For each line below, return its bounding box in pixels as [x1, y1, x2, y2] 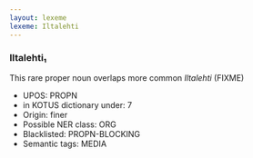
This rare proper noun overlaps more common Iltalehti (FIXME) [9, 72, 245, 83]
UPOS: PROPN [22, 90, 77, 101]
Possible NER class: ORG [22, 119, 116, 130]
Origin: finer [22, 109, 68, 120]
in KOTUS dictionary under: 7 [22, 99, 133, 110]
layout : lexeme [9, 13, 67, 23]
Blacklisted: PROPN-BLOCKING [22, 128, 141, 139]
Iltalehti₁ [9, 52, 47, 64]
